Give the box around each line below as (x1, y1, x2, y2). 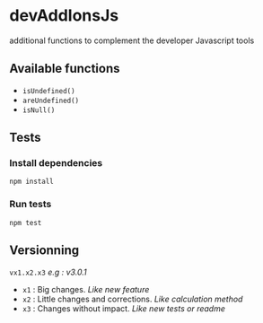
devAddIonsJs (9, 5, 119, 26)
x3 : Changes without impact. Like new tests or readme (22, 302, 226, 314)
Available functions (9, 61, 120, 76)
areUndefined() (22, 96, 80, 105)
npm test (9, 218, 42, 227)
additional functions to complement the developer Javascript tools (9, 35, 255, 46)
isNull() (22, 105, 56, 115)
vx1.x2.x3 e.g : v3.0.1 (9, 266, 87, 277)
